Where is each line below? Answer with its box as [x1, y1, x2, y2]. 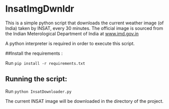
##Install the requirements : [5, 50, 63, 56]
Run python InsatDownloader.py [5, 88, 72, 94]
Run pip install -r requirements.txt [5, 60, 85, 66]
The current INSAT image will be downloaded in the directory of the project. [5, 98, 164, 104]
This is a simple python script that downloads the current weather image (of [5, 20, 164, 26]
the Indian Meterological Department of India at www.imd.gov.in [5, 30, 139, 37]
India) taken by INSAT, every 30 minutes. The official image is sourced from [5, 25, 163, 31]
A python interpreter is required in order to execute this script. [5, 40, 135, 46]
